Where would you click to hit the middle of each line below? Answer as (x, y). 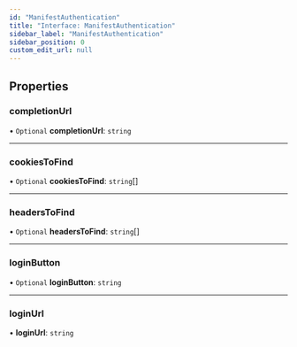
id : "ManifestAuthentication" (65, 17)
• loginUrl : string (42, 332)
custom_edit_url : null (51, 50)
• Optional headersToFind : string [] (74, 232)
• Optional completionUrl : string (70, 130)
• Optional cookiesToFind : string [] (74, 181)
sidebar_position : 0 (47, 42)
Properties (39, 86)
